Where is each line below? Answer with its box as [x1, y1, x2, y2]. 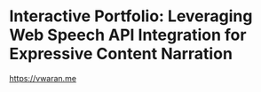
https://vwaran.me [9, 73, 77, 83]
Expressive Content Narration [9, 44, 233, 64]
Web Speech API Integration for [9, 25, 247, 45]
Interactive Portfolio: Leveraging [9, 6, 253, 27]
